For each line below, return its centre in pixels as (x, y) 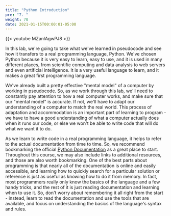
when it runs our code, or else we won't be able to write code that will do (82, 123)
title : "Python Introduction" (38, 10)
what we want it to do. (29, 129)
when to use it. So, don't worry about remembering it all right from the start (84, 193)
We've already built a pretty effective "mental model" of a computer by (80, 86)
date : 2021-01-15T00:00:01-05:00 (41, 24)
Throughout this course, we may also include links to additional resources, (83, 155)
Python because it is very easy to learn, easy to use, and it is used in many (84, 60)
